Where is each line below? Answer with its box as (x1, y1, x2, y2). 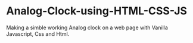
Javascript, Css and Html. (6, 30, 70, 37)
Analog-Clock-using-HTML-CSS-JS (6, 4, 188, 18)
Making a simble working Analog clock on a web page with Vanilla (6, 24, 169, 31)
